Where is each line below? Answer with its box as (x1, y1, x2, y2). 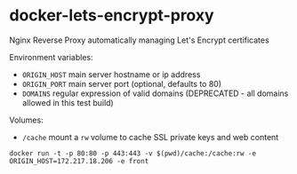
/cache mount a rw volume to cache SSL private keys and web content (21, 131, 279, 142)
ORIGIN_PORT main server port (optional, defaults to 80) (21, 78, 222, 89)
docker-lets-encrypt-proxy (9, 5, 215, 26)
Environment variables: (9, 51, 93, 62)
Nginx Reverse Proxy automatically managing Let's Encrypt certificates (9, 35, 269, 45)
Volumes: (9, 115, 44, 125)
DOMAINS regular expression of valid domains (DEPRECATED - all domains (21, 88, 289, 99)
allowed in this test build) (21, 97, 114, 107)
